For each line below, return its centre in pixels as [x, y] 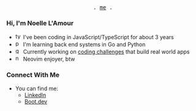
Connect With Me [33, 75]
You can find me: [36, 88]
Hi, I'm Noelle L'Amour [40, 23]
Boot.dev [36, 101]
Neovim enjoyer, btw [49, 59]
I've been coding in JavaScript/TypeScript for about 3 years [99, 37]
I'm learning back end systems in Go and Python [84, 45]
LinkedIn [35, 95]
